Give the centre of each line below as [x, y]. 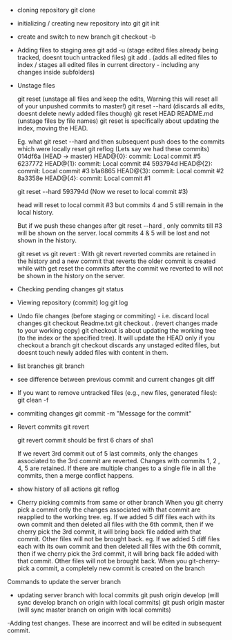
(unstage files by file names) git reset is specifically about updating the [118, 121]
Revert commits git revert [53, 427]
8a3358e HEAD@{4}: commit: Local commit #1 [84, 178]
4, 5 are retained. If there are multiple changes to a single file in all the [116, 468]
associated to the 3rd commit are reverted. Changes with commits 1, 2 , [118, 461]
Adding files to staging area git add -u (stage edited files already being [118, 50]
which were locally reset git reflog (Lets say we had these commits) [113, 149]
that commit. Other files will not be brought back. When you [102, 561]
